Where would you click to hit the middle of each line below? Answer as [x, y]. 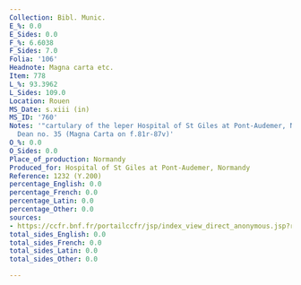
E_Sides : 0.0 [34, 34]
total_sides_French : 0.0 [56, 243]
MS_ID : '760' [34, 117]
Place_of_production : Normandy [68, 159]
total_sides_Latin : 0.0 [54, 251]
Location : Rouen [39, 101]
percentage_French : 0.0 [54, 193]
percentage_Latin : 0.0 [52, 201]
